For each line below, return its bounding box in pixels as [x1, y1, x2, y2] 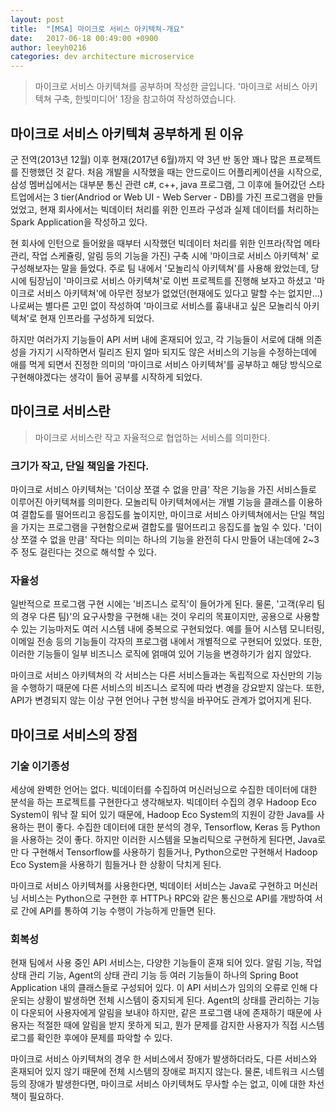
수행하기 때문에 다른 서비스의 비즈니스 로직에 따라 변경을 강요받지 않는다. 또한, [20, 682, 325, 694]
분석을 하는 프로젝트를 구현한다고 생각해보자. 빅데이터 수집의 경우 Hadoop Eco [10, 796, 317, 808]
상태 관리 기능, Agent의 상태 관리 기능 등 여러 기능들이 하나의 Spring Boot [10, 969, 299, 981]
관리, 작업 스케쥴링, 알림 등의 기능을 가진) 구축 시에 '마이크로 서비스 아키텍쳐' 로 [10, 249, 320, 261]
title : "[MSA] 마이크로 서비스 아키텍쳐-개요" [10, 24, 185, 34]
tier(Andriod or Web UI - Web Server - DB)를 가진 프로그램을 [60, 191, 305, 203]
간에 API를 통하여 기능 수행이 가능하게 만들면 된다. [20, 905, 217, 917]
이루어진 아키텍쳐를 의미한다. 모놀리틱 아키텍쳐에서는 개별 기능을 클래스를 [10, 496, 297, 508]
